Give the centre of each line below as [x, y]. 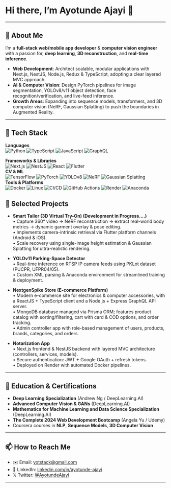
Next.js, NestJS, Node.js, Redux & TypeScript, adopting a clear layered [87, 74]
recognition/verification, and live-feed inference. [63, 96]
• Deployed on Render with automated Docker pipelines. [72, 365]
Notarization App [31, 343]
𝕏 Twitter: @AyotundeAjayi [41, 475]
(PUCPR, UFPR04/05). [36, 269]
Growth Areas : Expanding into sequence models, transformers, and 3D [88, 101]
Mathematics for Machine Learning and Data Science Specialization [86, 409]
